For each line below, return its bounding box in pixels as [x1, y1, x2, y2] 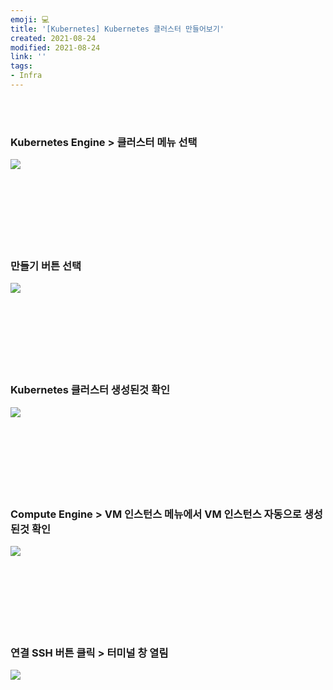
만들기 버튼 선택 [10, 259, 82, 273]
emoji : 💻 [10, 14, 50, 25]
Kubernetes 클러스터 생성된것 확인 [10, 383, 171, 397]
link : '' [10, 52, 47, 62]
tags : [10, 61, 33, 71]
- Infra [10, 71, 43, 81]
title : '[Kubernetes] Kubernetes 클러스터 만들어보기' [10, 24, 225, 34]
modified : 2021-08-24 [10, 42, 101, 53]
